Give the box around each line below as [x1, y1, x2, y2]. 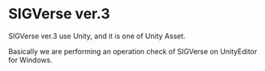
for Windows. [8, 55, 53, 65]
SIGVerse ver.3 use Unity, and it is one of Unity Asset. [8, 31, 186, 41]
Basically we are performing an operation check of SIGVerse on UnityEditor [8, 46, 258, 56]
